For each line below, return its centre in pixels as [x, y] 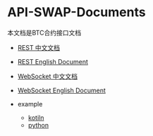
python [38, 125]
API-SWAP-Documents [76, 12]
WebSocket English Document [61, 90]
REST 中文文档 [39, 47]
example [30, 104]
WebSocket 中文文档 [48, 76]
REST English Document [53, 61]
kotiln [36, 118]
